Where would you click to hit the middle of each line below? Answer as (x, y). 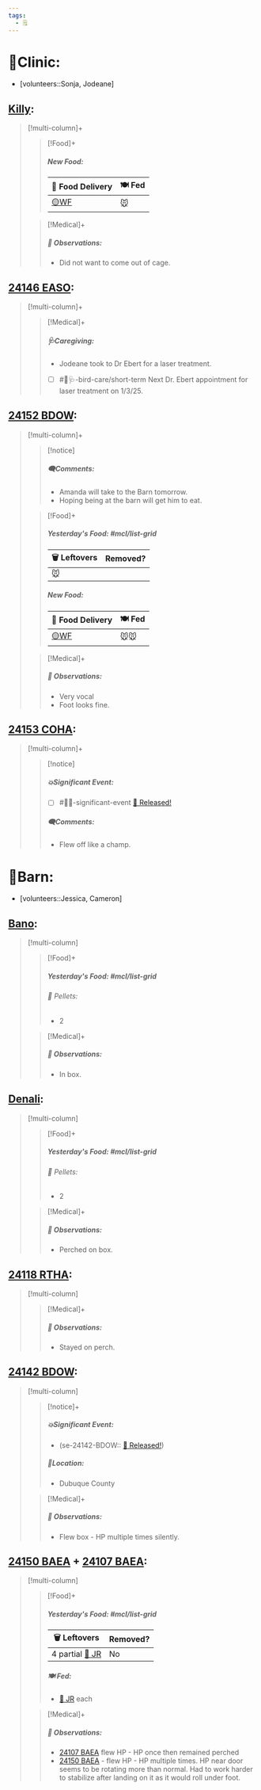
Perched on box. (86, 1250)
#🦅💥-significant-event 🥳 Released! (115, 803)
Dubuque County (87, 1483)
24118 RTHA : (40, 1275)
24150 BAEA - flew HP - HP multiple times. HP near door (151, 1761)
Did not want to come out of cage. (115, 263)
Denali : (26, 1099)
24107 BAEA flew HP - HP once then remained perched (149, 1753)
